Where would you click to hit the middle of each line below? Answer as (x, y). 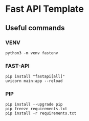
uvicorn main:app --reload (34, 81)
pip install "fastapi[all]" (35, 77)
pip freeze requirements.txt (36, 109)
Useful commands (35, 28)
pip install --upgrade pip (34, 105)
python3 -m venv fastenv (32, 53)
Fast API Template (45, 9)
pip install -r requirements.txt (41, 113)
